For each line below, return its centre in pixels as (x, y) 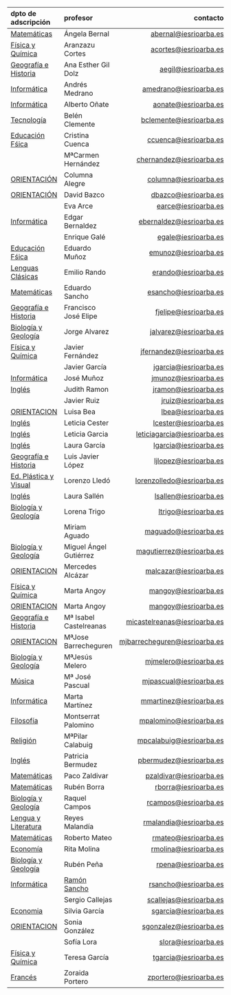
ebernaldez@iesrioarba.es (181, 221)
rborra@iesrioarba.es (189, 787)
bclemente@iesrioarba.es (182, 120)
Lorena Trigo (85, 511)
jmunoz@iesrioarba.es (187, 378)
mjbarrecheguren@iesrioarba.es (172, 641)
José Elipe (81, 316)
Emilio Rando (85, 272)
